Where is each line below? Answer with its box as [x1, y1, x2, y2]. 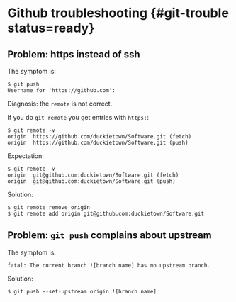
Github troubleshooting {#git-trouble [7, 5, 229, 21]
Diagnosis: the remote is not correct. [7, 99, 113, 108]
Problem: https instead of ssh [7, 48, 140, 60]
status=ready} [7, 20, 95, 36]
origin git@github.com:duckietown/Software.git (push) [7, 178, 176, 185]
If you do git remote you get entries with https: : [7, 113, 149, 121]
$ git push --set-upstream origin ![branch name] [7, 288, 157, 295]
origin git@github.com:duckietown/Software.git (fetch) [7, 172, 179, 179]
